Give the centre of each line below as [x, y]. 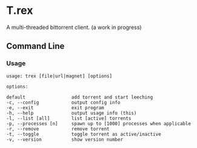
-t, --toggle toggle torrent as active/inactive [84, 134]
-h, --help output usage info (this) [72, 113]
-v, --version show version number [65, 140]
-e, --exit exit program [55, 108]
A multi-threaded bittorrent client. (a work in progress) [74, 27]
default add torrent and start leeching [80, 97]
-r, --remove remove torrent [58, 129]
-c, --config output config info [63, 102]
